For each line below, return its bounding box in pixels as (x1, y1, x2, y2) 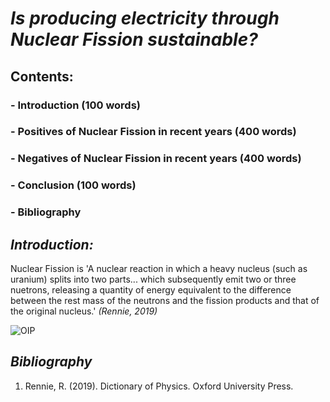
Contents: (10, 68, 74, 85)
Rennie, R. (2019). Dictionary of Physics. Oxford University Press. (24, 380, 294, 392)
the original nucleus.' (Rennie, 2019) (10, 305, 158, 317)
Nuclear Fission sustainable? (10, 28, 258, 51)
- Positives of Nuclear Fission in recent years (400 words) (10, 125, 297, 139)
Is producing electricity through (10, 7, 280, 30)
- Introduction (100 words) (10, 98, 142, 112)
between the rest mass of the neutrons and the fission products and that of (10, 295, 320, 306)
